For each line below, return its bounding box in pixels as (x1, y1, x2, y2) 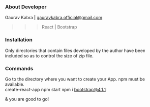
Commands (5, 65, 33, 72)
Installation (5, 36, 33, 43)
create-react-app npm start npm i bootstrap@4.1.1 (5, 86, 106, 92)
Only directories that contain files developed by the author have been (5, 48, 146, 53)
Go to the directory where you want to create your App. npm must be (5, 76, 145, 82)
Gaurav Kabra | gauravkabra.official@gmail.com (5, 15, 102, 21)
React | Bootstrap (41, 24, 77, 30)
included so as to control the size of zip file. (5, 53, 93, 58)
